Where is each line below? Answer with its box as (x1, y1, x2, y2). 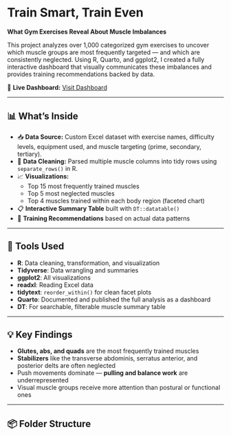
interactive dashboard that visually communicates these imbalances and (7, 62, 212, 71)
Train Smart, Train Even (7, 5, 144, 21)
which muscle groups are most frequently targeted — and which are (7, 48, 201, 56)
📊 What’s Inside (7, 111, 79, 122)
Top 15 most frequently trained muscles (27, 182, 140, 190)
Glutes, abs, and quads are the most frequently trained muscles (16, 347, 199, 355)
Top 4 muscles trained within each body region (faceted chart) (27, 196, 205, 205)
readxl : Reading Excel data (16, 280, 94, 289)
